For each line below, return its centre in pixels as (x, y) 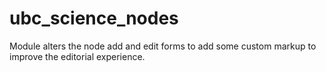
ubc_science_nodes (94, 18)
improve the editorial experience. (77, 56)
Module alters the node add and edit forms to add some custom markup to (163, 46)
